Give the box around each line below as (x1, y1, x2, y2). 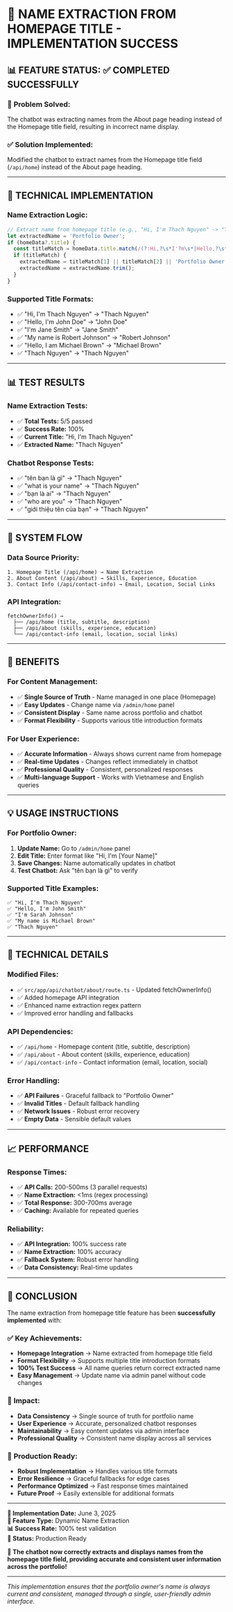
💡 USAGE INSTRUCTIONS (7, 808, 119, 820)
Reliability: (7, 1224, 44, 1234)
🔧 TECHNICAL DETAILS (7, 949, 109, 960)
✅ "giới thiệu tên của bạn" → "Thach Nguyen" (17, 505, 149, 514)
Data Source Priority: (7, 553, 80, 563)
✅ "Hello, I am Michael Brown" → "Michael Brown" (17, 341, 162, 350)
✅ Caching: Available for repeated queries (17, 1206, 139, 1214)
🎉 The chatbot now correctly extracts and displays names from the (7, 1547, 204, 1556)
